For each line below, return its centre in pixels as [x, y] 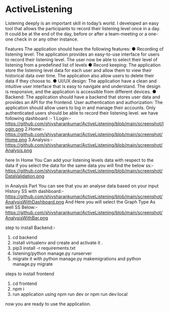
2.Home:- [35, 129]
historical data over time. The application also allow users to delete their [80, 75]
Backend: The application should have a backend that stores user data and [83, 97]
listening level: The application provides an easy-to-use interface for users [82, 54]
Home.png [16, 140]
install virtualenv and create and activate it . [58, 243]
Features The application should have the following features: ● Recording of [84, 49]
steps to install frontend [30, 274]
